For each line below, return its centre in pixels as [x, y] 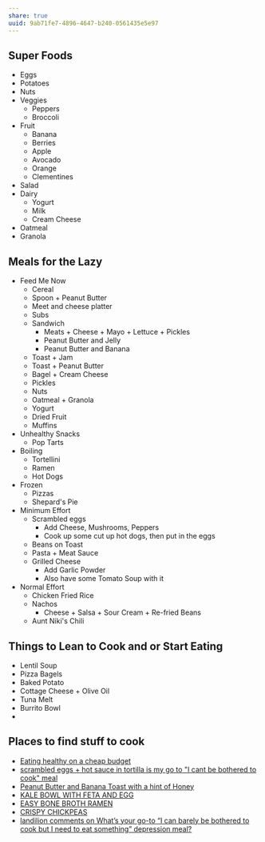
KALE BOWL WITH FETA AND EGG [77, 795]
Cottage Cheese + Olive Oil [65, 691]
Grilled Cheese [56, 562]
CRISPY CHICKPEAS [53, 812]
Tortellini [46, 459]
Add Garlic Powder [75, 570]
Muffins [44, 426]
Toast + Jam [52, 358]
